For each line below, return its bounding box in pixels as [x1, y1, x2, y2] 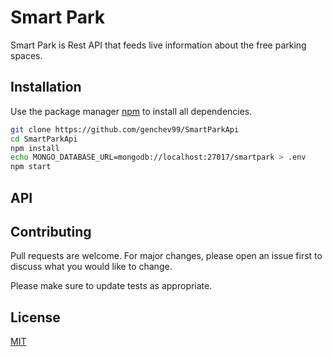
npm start [10, 162, 52, 172]
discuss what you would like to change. [10, 261, 173, 273]
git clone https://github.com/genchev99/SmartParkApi [10, 124, 240, 135]
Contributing [10, 223, 92, 240]
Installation [10, 79, 82, 96]
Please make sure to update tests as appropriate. [10, 280, 213, 292]
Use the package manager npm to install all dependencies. [10, 105, 253, 117]
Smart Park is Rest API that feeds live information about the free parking [10, 39, 307, 51]
